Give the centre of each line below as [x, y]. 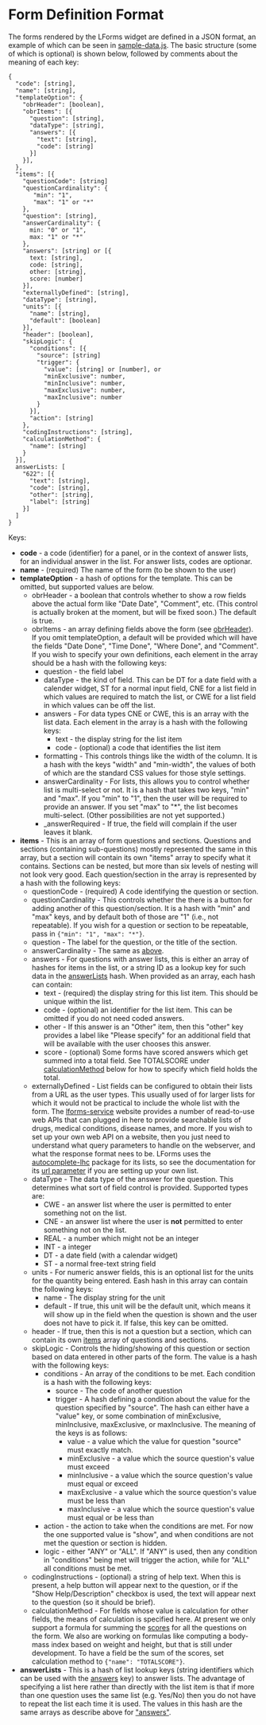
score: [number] [56, 279]
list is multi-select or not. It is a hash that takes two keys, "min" [146, 789]
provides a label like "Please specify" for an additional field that [147, 1035]
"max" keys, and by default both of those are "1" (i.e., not [125, 917]
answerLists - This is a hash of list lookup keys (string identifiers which [137, 1669]
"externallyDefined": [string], [76, 292]
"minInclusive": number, [85, 383]
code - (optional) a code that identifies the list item [138, 747]
